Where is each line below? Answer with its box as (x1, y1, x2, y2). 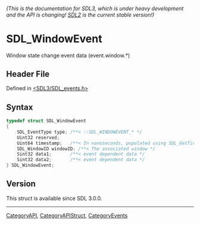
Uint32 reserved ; (17, 134, 60, 140)
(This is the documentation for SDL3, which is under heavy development (6, 5, 184, 12)
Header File (6, 69, 50, 79)
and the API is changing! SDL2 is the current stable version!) (6, 11, 155, 18)
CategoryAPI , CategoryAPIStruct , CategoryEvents (6, 212, 128, 219)
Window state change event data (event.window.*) (6, 51, 130, 59)
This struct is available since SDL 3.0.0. (6, 195, 102, 202)
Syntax (6, 102, 33, 112)
